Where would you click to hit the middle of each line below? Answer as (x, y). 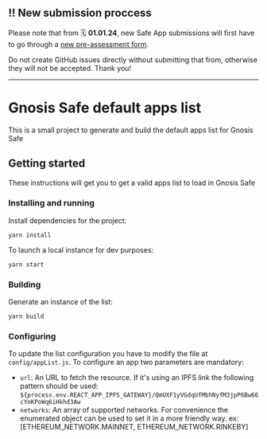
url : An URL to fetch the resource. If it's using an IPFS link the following (137, 378)
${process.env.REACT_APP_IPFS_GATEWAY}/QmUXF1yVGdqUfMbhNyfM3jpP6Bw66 (139, 395)
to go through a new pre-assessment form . (79, 44)
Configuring (32, 336)
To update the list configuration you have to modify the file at (108, 354)
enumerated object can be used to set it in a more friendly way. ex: (129, 418)
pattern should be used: (59, 386)
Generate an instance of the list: (60, 302)
